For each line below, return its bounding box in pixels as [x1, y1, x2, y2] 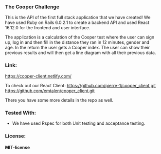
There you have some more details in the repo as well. [5, 97, 113, 103]
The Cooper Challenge [5, 3, 60, 10]
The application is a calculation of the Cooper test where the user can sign [5, 34, 155, 40]
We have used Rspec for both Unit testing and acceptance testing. [12, 120, 145, 126]
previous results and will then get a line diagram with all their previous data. [5, 50, 156, 56]
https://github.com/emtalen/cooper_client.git [5, 88, 95, 94]
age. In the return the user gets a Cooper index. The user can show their [5, 45, 150, 51]
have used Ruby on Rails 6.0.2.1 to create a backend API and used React [5, 19, 150, 25]
